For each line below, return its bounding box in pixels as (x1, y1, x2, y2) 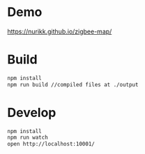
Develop (7, 105, 56, 121)
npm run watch (7, 134, 49, 141)
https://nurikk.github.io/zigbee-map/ (7, 27, 112, 36)
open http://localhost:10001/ (7, 141, 96, 148)
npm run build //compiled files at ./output (7, 81, 139, 88)
